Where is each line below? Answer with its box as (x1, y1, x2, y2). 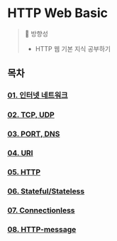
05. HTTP (7, 167, 41, 177)
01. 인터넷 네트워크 (7, 90, 69, 100)
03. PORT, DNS (7, 129, 60, 139)
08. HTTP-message (7, 224, 77, 234)
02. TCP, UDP (7, 110, 55, 120)
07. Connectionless (7, 205, 76, 215)
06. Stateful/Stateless (7, 186, 85, 196)
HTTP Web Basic (7, 5, 108, 21)
